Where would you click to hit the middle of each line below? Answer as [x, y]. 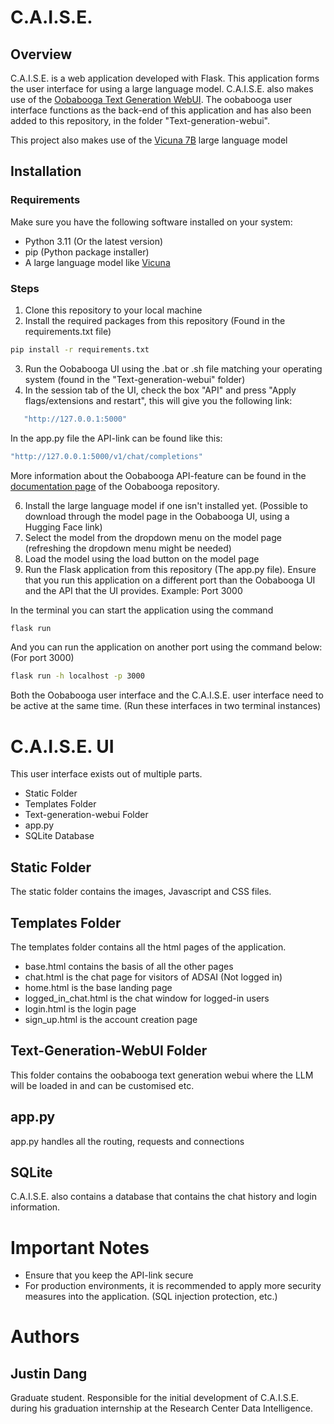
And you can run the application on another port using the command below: [166, 647]
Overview [41, 54]
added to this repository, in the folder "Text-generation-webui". [140, 120]
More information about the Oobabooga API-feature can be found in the [158, 475]
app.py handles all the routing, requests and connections [127, 1141]
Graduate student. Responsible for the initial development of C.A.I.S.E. [155, 1398]
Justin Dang [49, 1373]
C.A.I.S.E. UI [62, 746]
